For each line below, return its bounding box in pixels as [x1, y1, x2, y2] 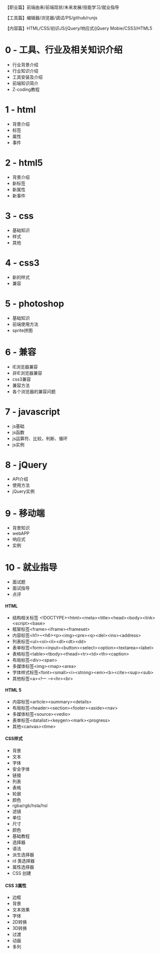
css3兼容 [12, 376, 31, 382]
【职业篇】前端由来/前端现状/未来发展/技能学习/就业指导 [5, 4, 120, 10]
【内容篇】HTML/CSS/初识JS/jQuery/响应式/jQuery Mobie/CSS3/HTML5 [5, 25, 153, 31]
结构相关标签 [12, 614, 38, 620]
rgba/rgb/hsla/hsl [12, 802, 48, 808]
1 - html [5, 104, 36, 115]
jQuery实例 [12, 488, 35, 494]
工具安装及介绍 [12, 74, 43, 80]
